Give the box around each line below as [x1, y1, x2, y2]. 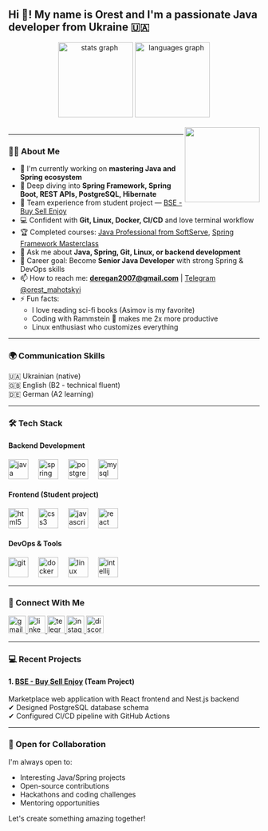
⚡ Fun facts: [19, 294, 60, 304]
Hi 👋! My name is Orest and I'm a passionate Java [8, 8, 258, 22]
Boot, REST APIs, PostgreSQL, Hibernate [19, 190, 157, 199]
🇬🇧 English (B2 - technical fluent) [8, 381, 121, 390]
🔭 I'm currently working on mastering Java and [19, 164, 176, 174]
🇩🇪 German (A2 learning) [8, 390, 94, 399]
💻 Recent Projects [8, 653, 82, 665]
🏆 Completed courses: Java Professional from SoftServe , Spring [19, 227, 234, 237]
